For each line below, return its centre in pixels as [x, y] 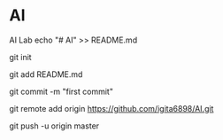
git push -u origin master [54, 126]
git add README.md [46, 74]
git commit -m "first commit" [61, 91]
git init [21, 57]
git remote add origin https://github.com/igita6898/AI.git [111, 108]
